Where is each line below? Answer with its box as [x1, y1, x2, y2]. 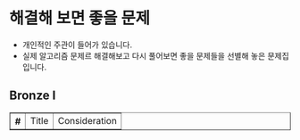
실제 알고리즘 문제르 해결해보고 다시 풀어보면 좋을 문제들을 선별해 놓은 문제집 [21, 50, 290, 61]
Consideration [57, 114, 118, 127]
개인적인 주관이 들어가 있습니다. [21, 39, 132, 50]
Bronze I [9, 88, 56, 103]
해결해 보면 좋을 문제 [9, 8, 150, 29]
